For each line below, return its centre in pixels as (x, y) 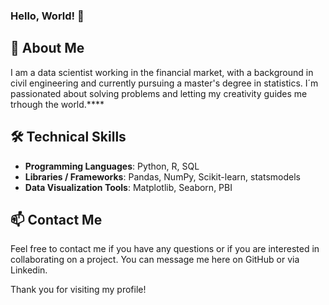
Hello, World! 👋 (47, 16)
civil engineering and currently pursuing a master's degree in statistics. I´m (164, 83)
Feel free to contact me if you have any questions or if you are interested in (165, 249)
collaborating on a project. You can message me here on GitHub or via (155, 260)
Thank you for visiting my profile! (78, 290)
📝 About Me (47, 48)
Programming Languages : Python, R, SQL (112, 166)
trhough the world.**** (57, 104)
